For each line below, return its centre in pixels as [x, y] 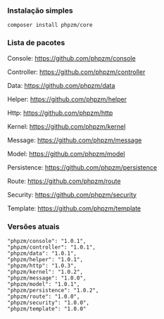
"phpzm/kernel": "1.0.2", [45, 272]
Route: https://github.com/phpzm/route [64, 181]
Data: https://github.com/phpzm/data [61, 85]
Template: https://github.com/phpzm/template [74, 208]
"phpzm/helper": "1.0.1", [45, 259]
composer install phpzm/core [50, 25]
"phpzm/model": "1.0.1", [44, 284]
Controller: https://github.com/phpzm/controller [76, 72]
